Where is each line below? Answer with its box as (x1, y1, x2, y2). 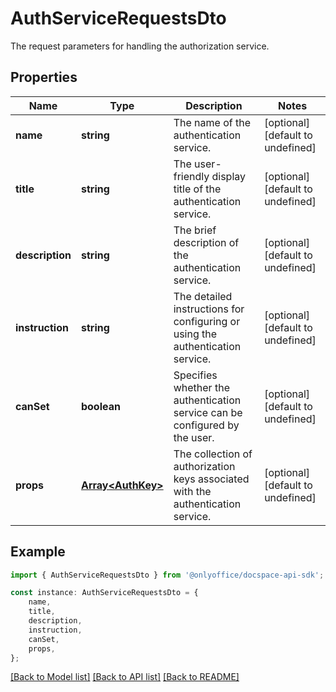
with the (173, 484, 212, 498)
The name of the (173, 115, 252, 129)
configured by (173, 418, 240, 432)
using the (173, 327, 218, 341)
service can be (173, 405, 243, 419)
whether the (173, 380, 230, 394)
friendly (173, 169, 210, 183)
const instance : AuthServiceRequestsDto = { (10, 588, 199, 598)
